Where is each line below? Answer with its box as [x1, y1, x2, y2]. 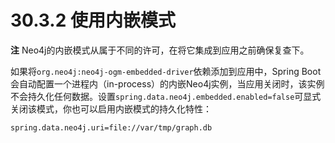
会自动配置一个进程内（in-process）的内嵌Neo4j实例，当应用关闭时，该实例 [10, 77, 325, 90]
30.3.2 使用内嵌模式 [10, 9, 176, 32]
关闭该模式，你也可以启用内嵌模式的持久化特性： [10, 102, 212, 115]
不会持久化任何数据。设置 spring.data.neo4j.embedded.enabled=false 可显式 [10, 90, 322, 102]
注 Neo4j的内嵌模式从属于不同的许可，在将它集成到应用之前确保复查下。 [10, 44, 310, 56]
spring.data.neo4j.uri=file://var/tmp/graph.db [10, 122, 213, 133]
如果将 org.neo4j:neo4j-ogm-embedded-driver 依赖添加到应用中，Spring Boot [10, 65, 322, 77]
